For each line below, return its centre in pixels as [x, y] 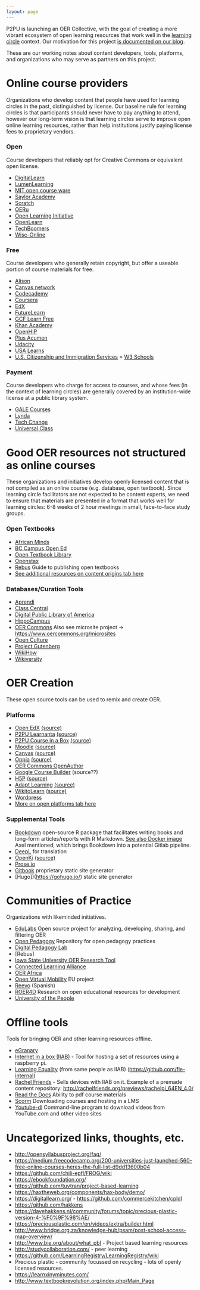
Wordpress [28, 798]
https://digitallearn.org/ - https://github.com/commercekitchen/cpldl [99, 1199]
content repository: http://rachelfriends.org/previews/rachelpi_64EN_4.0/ [104, 1089]
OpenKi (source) [35, 857]
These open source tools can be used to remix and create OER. [84, 699]
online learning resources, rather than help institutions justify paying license [99, 125]
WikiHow [26, 652]
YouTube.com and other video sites [58, 1114]
